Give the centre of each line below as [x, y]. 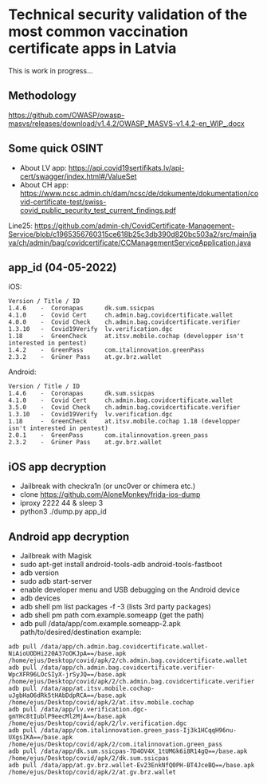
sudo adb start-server [56, 581]
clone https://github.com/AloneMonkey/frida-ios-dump [110, 494]
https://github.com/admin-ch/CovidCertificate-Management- [135, 226]
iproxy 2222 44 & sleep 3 [61, 503]
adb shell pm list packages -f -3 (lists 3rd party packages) [115, 607]
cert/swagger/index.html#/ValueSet [78, 176]
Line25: [21, 226]
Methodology [43, 96]
